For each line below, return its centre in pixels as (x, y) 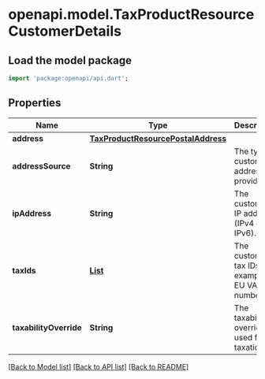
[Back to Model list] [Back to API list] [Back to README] (99, 366)
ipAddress (32, 213)
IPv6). (245, 232)
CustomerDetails (65, 31)
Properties (35, 103)
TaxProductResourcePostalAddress (158, 138)
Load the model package (70, 60)
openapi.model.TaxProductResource (131, 15)
